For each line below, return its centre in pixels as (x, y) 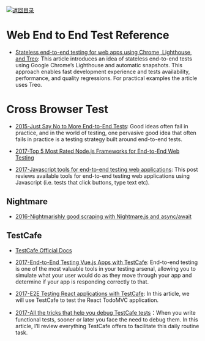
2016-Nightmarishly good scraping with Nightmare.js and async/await (103, 216)
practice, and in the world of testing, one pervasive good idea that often (106, 133)
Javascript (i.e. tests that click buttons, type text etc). (82, 182)
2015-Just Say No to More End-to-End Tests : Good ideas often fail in (102, 126)
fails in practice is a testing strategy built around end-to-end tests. (99, 139)
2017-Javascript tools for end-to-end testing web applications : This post (106, 169)
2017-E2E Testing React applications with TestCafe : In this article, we (102, 293)
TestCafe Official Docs (43, 250)
